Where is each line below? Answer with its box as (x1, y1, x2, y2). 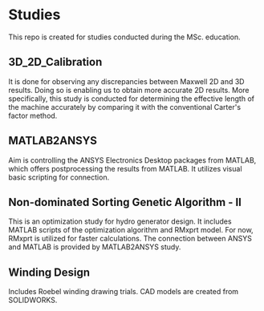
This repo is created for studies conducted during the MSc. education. (8, 32, 241, 42)
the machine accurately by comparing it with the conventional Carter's (8, 102, 242, 111)
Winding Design (8, 265, 91, 279)
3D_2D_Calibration (8, 55, 103, 69)
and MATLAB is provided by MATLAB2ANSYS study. (8, 242, 181, 252)
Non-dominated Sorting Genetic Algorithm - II (8, 195, 242, 209)
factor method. (8, 111, 58, 120)
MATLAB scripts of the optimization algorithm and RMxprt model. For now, (8, 225, 254, 235)
